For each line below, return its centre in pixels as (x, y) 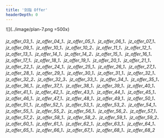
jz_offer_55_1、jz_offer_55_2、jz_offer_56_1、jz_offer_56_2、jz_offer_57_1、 (83, 111)
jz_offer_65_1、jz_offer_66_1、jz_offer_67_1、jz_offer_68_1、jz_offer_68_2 (80, 130)
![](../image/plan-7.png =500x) (38, 29)
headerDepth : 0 (22, 15)
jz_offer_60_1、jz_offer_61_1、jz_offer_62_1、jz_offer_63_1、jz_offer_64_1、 (82, 124)
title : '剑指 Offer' (27, 10)
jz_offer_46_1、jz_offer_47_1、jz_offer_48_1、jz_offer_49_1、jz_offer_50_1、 (82, 98)
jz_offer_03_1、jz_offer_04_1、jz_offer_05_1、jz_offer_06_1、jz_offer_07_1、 (82, 42)
